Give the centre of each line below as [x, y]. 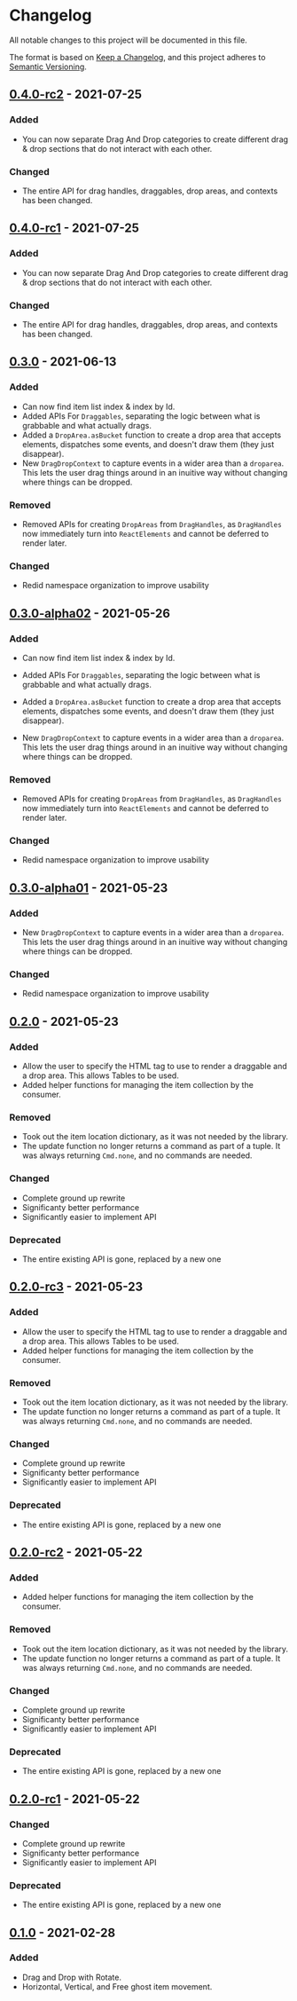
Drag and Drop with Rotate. [72, 1977]
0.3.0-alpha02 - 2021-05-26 [90, 613]
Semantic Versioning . [48, 67]
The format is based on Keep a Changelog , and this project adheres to [137, 57]
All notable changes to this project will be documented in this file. [129, 40]
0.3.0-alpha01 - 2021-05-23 [89, 888]
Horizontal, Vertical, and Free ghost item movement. [117, 1986]
